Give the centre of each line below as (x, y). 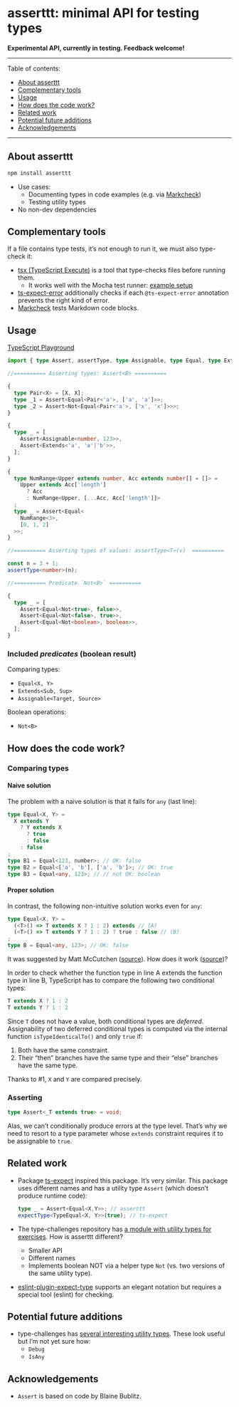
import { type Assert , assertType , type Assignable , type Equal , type (114, 361)
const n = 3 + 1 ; (33, 564)
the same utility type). (60, 1273)
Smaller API (45, 1250)
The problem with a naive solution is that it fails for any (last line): (102, 801)
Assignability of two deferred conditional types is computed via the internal (117, 1029)
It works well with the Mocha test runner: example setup (111, 286)
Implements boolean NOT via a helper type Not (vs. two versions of (127, 1265)
